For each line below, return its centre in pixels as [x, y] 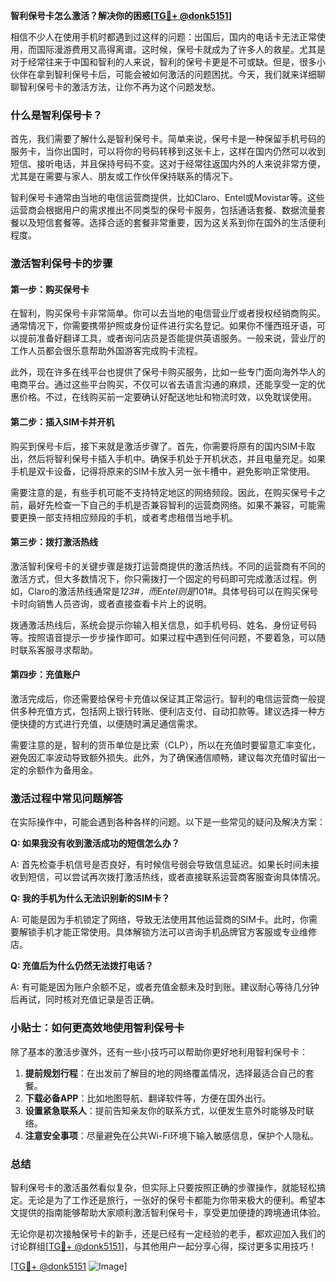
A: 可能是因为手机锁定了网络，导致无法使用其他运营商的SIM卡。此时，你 [160, 920]
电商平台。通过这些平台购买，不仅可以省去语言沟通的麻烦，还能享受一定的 [163, 385]
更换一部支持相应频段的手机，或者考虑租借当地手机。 [128, 517]
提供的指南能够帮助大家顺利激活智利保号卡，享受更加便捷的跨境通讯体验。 [172, 1212]
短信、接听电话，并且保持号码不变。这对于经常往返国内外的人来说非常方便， [168, 164]
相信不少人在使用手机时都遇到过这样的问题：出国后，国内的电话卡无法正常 [163, 37]
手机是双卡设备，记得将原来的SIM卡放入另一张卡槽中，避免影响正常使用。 [163, 471]
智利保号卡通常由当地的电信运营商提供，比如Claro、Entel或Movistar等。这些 [167, 198]
